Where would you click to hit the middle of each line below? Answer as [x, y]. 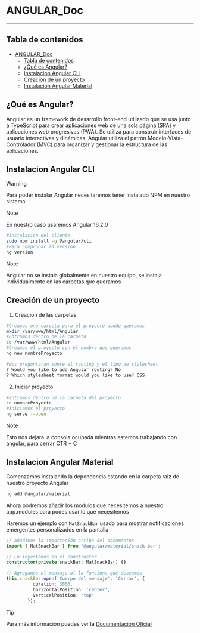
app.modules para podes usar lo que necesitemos [68, 511]
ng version [20, 252]
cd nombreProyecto [29, 403]
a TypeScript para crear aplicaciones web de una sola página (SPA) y [91, 125]
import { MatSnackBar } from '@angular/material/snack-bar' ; [84, 546]
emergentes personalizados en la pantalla [57, 529]
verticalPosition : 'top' [63, 595]
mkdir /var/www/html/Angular [42, 331]
